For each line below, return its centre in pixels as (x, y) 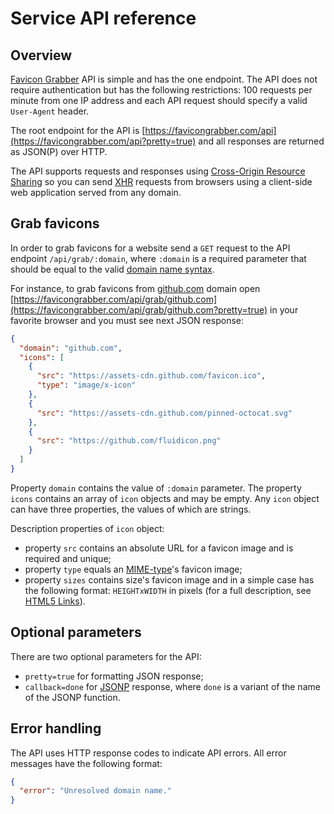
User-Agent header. (50, 111)
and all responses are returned (261, 141)
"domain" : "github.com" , (71, 348)
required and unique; (68, 558)
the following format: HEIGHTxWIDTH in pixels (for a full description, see (168, 590)
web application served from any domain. (96, 192)
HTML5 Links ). (55, 601)
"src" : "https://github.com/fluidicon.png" (129, 441)
